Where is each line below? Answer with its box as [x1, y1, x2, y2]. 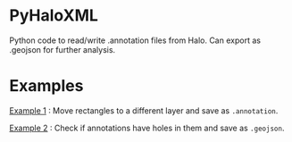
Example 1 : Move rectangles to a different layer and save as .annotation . [9, 104, 279, 116]
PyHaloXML [9, 5, 98, 26]
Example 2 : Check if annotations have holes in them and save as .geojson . [9, 122, 285, 133]
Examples [9, 76, 84, 96]
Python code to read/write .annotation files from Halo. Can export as [9, 35, 262, 46]
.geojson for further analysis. [9, 44, 116, 54]
